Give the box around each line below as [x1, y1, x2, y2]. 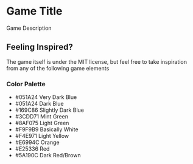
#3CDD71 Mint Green [15, 113, 69, 120]
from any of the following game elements [6, 64, 110, 72]
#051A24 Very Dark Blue [15, 94, 77, 101]
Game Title [6, 4, 63, 18]
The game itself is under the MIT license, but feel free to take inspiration [6, 58, 188, 65]
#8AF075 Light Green [15, 120, 69, 127]
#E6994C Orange [15, 138, 60, 146]
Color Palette [6, 80, 46, 88]
